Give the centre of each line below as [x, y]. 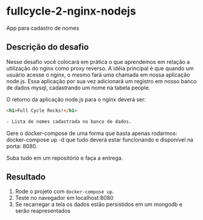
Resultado [26, 177]
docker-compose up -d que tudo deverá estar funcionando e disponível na [100, 139]
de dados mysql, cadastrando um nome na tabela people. [78, 88]
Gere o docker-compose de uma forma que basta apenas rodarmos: [92, 133]
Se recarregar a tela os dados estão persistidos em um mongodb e [99, 204]
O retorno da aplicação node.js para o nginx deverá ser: [76, 99]
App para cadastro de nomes [43, 28]
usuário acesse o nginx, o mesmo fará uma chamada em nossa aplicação [98, 75]
